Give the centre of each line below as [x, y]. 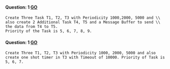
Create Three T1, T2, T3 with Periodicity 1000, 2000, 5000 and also [81, 53]
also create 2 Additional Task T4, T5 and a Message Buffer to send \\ [83, 22]
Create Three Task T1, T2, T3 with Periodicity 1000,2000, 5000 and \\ [83, 18]
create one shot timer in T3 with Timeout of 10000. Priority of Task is [85, 58]
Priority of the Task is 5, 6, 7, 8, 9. [49, 31]
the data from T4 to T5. [32, 27]
